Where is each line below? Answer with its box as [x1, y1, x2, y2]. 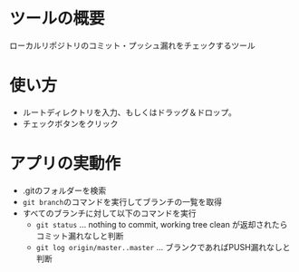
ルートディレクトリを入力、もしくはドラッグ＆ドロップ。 [22, 106, 237, 118]
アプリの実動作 [9, 153, 121, 174]
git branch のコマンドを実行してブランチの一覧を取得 [22, 196, 222, 207]
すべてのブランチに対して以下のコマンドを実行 [22, 208, 197, 219]
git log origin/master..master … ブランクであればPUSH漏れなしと [35, 241, 291, 252]
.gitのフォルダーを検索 [22, 185, 107, 196]
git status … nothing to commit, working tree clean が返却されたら [35, 219, 288, 229]
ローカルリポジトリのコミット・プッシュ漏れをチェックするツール [9, 40, 256, 51]
